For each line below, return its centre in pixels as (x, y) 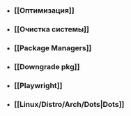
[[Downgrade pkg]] (47, 66)
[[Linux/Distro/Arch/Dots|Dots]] (69, 104)
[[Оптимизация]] (44, 10)
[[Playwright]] (38, 85)
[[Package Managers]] (53, 48)
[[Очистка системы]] (51, 29)
